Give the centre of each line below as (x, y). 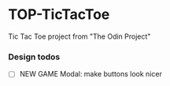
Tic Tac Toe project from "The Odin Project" (79, 36)
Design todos (34, 57)
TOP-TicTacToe (59, 15)
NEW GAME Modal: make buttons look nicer (91, 74)
